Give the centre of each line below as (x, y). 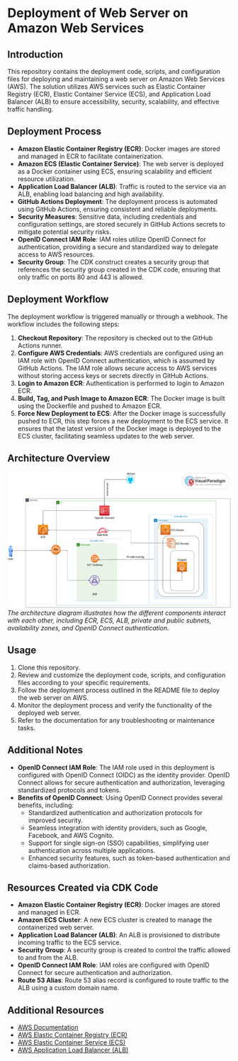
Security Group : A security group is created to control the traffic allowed (124, 950)
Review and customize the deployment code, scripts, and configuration (121, 675)
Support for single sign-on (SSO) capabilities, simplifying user (118, 843)
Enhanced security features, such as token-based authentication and (129, 858)
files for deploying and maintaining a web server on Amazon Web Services (116, 79)
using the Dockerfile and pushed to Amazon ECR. (90, 406)
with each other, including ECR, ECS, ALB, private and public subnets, (109, 620)
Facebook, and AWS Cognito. (71, 835)
